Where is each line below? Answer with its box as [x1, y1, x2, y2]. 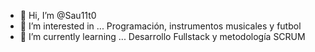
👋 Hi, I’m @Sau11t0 [19, 10, 97, 21]
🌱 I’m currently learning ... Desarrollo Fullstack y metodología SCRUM [19, 31, 306, 42]
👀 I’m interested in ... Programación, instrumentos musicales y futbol [19, 20, 302, 32]
